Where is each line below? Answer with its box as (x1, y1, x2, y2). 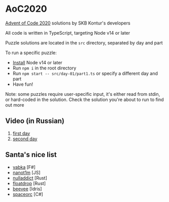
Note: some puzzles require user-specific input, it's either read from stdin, (5, 91, 160, 97)
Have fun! (12, 81, 33, 87)
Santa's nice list (5, 150, 57, 159)
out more (5, 102, 24, 108)
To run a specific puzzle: (5, 49, 57, 56)
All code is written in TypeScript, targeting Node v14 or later (5, 30, 130, 36)
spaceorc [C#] (12, 191, 43, 197)
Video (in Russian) (5, 117, 64, 125)
